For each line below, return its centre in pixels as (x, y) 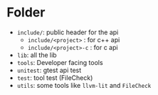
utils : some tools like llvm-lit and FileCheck (84, 85)
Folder (26, 12)
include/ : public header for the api (68, 32)
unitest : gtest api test (49, 70)
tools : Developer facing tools (60, 62)
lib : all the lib (37, 55)
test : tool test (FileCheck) (55, 77)
